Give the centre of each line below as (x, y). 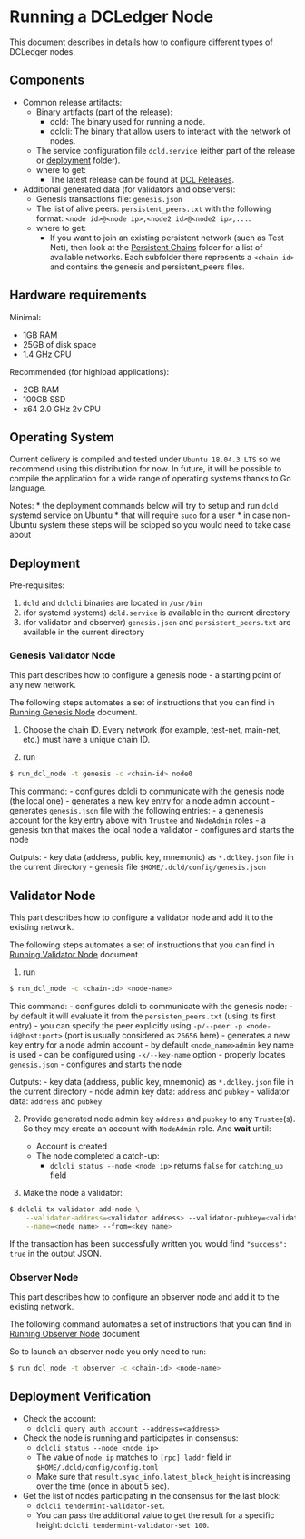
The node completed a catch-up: (98, 1156)
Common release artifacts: (72, 102)
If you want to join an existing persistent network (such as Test (167, 238)
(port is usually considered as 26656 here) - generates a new (177, 1036)
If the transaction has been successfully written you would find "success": (148, 1243)
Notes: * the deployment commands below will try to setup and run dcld (144, 506)
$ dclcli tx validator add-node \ (75, 1210)
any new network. (43, 685)
